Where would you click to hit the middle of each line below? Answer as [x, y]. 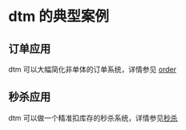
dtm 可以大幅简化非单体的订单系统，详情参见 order [92, 69]
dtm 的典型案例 [59, 16]
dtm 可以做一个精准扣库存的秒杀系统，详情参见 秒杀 [93, 118]
